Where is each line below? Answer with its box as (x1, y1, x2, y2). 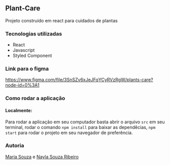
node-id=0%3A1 (5, 82, 40, 88)
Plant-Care (5, 4, 41, 13)
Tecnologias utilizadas (5, 30, 62, 37)
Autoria (5, 142, 24, 149)
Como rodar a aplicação (5, 95, 65, 102)
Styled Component (12, 53, 52, 59)
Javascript (12, 47, 35, 53)
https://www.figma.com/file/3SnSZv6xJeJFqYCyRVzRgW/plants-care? (5, 77, 153, 83)
